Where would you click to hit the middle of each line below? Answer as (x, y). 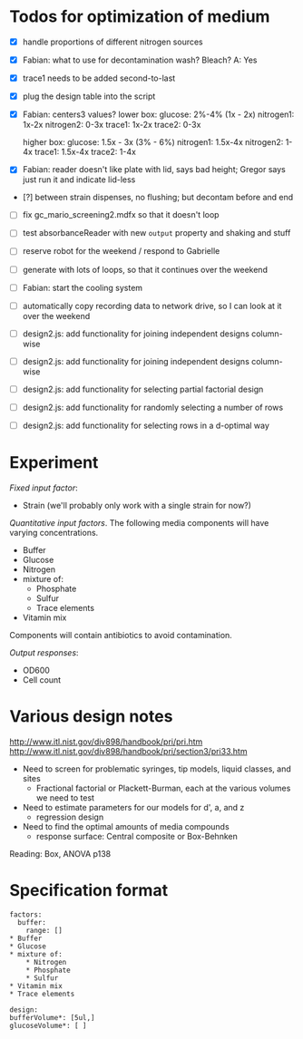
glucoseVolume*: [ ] (49, 1025)
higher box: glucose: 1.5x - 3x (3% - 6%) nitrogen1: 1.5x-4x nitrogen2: (153, 142)
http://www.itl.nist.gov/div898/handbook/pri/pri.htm (106, 742)
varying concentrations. (54, 532)
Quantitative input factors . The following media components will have (139, 522)
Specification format (89, 891)
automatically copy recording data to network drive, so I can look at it (152, 306)
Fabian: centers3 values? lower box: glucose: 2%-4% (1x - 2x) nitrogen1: (158, 114)
